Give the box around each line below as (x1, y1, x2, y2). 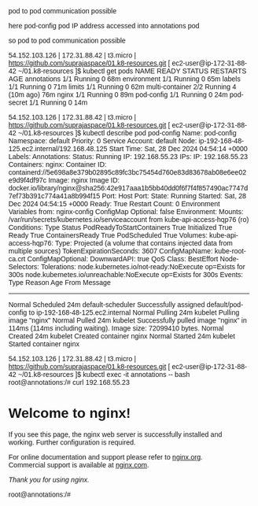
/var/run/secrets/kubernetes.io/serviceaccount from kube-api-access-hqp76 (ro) (8, 216, 249, 223)
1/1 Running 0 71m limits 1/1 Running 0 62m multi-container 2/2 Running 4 (8, 83, 237, 91)
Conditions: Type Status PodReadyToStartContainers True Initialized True (8, 223, 233, 231)
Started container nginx (8, 340, 79, 349)
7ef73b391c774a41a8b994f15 (8, 192, 101, 200)
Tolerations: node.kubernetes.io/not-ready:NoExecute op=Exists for (40, 263, 246, 271)
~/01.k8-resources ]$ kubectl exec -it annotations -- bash (17, 370, 190, 379)
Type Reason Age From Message (8, 279, 111, 286)
